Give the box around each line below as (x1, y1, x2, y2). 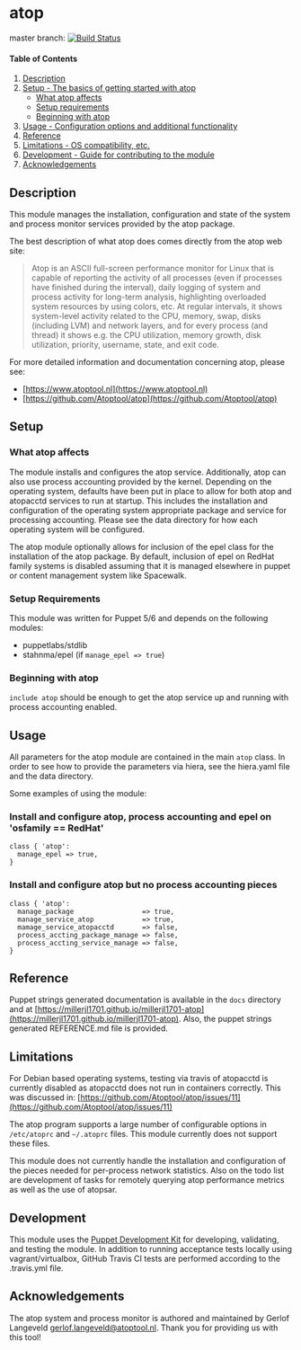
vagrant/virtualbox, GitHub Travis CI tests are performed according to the (9, 1253, 281, 1265)
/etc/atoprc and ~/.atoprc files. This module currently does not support (9, 1129, 278, 1140)
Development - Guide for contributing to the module (22, 149, 216, 160)
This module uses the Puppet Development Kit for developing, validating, (9, 1234, 279, 1245)
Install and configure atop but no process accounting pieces (9, 879, 278, 892)
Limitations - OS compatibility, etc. (22, 140, 150, 151)
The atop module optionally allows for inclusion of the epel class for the (9, 541, 274, 552)
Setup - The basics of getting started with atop (22, 83, 196, 93)
